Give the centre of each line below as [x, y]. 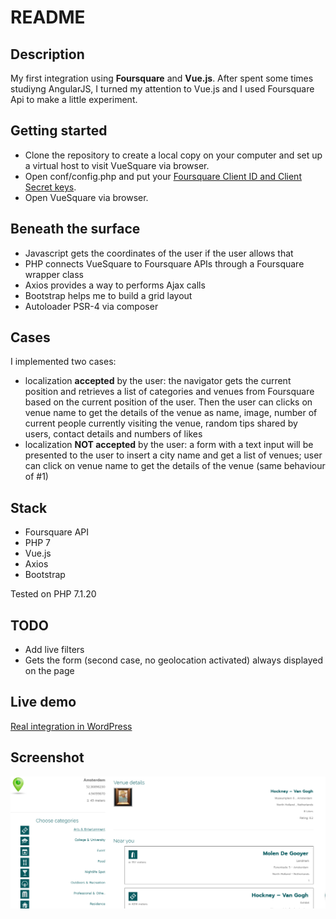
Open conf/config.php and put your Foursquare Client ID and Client [163, 176]
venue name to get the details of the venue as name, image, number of [171, 413]
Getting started [59, 131]
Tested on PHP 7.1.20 [53, 594]
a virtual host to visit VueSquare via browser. [117, 165]
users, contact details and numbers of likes [113, 434]
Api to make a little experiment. [74, 99]
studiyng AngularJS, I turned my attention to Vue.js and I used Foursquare [162, 89]
